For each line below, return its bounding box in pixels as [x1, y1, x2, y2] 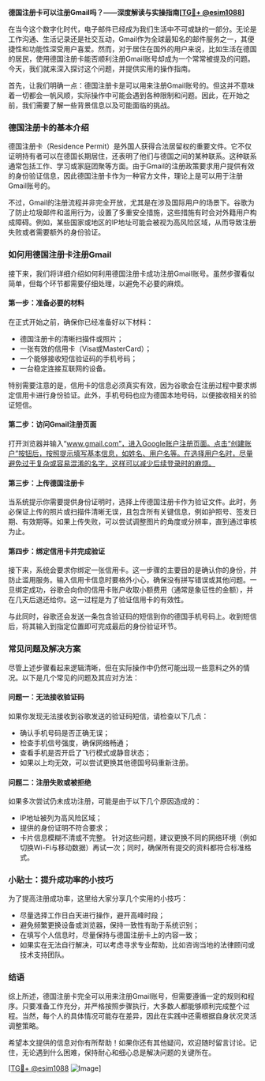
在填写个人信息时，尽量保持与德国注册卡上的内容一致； [19, 930, 200, 940]
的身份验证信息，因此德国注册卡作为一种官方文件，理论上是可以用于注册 [8, 171, 243, 181]
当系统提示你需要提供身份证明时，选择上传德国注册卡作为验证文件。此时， [8, 497, 250, 507]
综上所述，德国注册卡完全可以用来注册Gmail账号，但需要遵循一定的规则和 [8, 991, 248, 1000]
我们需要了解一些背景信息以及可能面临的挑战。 [21, 100, 174, 110]
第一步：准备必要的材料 [8, 298, 84, 307]
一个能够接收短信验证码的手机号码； [19, 353, 138, 363]
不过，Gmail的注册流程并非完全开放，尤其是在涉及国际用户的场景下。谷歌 [8, 198, 248, 208]
